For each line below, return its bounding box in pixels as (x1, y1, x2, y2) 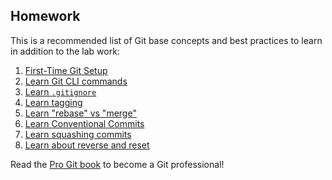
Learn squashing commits (24, 128, 132, 140)
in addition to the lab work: (10, 45, 120, 57)
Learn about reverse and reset (24, 139, 150, 151)
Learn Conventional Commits (24, 117, 145, 129)
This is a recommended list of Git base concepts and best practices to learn (10, 34, 323, 46)
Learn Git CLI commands (24, 75, 128, 87)
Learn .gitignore (24, 85, 97, 98)
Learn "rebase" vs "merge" (24, 107, 137, 119)
